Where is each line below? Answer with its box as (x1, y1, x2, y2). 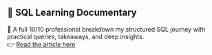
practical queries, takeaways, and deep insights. (7, 32, 145, 41)
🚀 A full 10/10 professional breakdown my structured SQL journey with (7, 25, 206, 33)
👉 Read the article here (7, 40, 76, 48)
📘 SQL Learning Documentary (7, 7, 137, 19)
